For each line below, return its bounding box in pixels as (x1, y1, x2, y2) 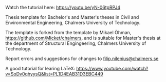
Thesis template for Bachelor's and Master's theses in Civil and (5, 14, 139, 20)
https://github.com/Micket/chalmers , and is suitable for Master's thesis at (5, 35, 161, 41)
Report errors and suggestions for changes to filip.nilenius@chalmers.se (5, 56, 159, 62)
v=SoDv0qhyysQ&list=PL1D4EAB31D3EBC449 (5, 71, 104, 77)
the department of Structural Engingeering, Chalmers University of (5, 40, 146, 46)
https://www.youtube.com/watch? (76, 66, 149, 71)
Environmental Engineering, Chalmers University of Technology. (5, 20, 141, 25)
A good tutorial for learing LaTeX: (5, 66, 76, 71)
